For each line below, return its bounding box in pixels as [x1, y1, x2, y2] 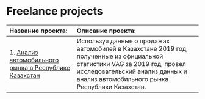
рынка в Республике [9, 63, 70, 71]
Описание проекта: [76, 26, 136, 35]
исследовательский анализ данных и [76, 67, 187, 76]
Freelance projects [6, 4, 104, 18]
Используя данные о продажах [76, 37, 170, 45]
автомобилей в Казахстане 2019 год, [76, 44, 188, 53]
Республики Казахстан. [76, 82, 146, 91]
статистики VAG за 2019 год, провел [76, 59, 186, 68]
